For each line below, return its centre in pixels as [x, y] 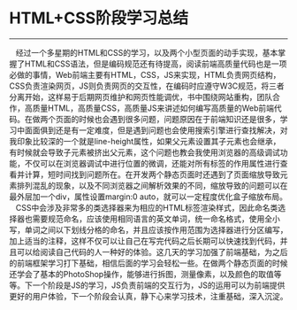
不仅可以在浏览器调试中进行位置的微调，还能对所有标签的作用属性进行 [152, 163]
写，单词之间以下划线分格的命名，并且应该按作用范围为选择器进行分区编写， [148, 229]
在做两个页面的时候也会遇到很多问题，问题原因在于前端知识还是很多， [152, 119]
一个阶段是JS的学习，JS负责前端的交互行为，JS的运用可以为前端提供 [159, 285]
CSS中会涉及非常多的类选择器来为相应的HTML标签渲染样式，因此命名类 [147, 207]
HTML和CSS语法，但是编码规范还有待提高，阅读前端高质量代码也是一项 [156, 64]
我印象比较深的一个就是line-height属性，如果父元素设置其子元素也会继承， [145, 141]
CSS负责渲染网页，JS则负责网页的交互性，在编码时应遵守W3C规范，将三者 [147, 86]
